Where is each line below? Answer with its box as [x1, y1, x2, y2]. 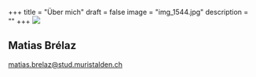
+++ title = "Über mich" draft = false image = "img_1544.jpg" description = [8, 8, 249, 16]
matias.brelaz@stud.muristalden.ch [8, 59, 123, 69]
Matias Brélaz [8, 39, 77, 52]
